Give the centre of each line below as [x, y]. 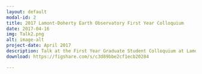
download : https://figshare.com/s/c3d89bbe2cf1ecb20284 [78, 57]
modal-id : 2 [21, 17]
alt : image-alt [25, 40]
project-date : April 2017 [38, 46]
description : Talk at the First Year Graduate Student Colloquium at [95, 51]
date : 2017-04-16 [28, 29]
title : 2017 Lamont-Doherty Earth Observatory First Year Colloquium [95, 23]
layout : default [26, 12]
